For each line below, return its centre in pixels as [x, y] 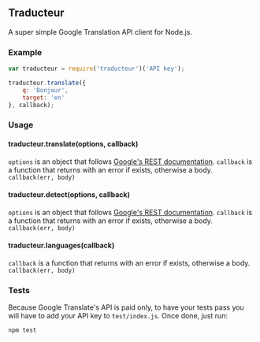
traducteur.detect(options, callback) [69, 195]
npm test [22, 330]
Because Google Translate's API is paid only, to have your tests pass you [126, 307]
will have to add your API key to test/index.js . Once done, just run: [118, 316]
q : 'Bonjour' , [45, 90]
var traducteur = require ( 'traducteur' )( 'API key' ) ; [97, 69]
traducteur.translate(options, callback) [73, 144]
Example [25, 52]
